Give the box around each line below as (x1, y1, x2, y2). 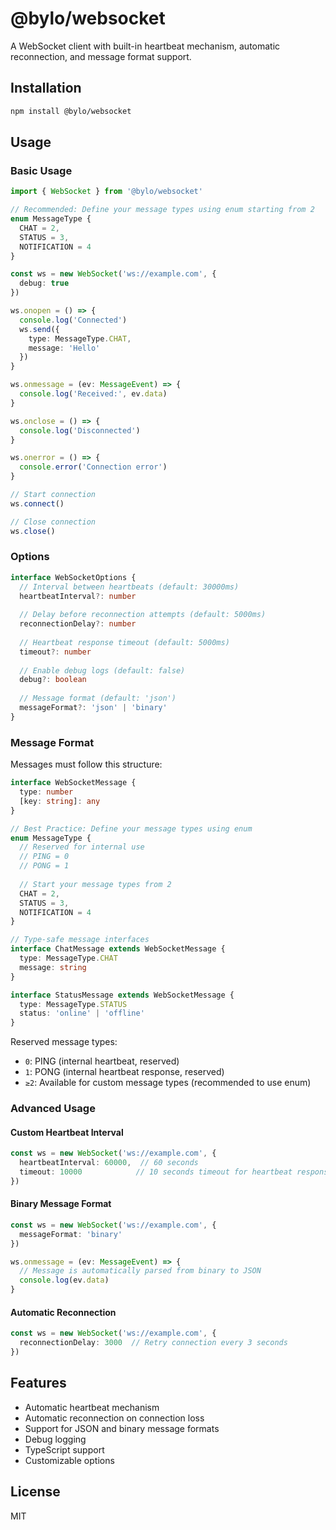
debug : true (19, 278, 70, 289)
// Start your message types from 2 (19, 879, 172, 889)
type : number (19, 787, 74, 797)
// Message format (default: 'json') (19, 693, 177, 704)
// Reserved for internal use (19, 842, 145, 852)
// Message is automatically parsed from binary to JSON (19, 1266, 262, 1276)
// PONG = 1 (19, 861, 70, 871)
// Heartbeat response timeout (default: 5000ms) (19, 637, 230, 647)
